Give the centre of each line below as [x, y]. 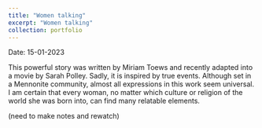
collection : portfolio [45, 30]
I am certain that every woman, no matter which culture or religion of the [125, 93]
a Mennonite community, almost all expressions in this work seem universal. [131, 84]
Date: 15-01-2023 [37, 53]
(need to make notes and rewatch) [64, 116]
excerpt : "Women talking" [50, 23]
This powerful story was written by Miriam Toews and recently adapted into [131, 68]
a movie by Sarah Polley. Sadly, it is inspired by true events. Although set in [130, 76]
